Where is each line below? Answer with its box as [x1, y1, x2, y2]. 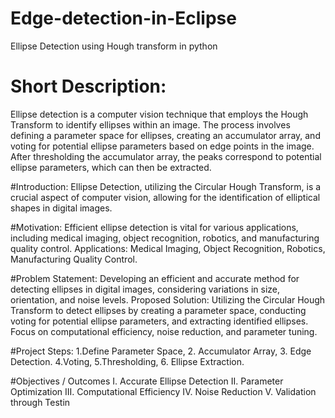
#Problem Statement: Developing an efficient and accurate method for [10, 272, 300, 284]
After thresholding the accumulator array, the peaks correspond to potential [10, 150, 322, 162]
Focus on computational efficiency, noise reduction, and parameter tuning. [10, 325, 318, 337]
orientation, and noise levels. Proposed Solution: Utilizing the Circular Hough [10, 293, 326, 306]
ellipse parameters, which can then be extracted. [10, 161, 212, 173]
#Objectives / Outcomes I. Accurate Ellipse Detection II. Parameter [10, 375, 284, 387]
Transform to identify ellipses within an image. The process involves [10, 118, 291, 131]
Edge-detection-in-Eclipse [10, 7, 237, 30]
